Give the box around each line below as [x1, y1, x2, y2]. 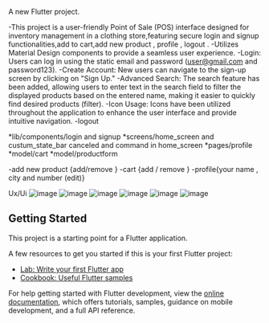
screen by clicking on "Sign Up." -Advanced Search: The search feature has [8, 74, 260, 83]
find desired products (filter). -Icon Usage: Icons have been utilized [8, 100, 231, 108]
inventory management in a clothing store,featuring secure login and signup [8, 31, 259, 40]
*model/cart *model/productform [8, 149, 118, 158]
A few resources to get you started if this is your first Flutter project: [8, 248, 233, 258]
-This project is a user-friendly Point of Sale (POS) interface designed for [8, 22, 250, 31]
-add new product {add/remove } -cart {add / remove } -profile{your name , [8, 165, 259, 174]
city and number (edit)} [8, 173, 86, 182]
